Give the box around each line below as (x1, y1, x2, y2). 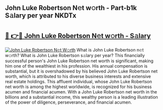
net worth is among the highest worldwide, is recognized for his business (5, 84, 152, 90)
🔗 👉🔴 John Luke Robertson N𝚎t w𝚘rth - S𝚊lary (5, 32, 151, 40)
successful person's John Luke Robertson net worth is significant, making (5, 58, 154, 64)
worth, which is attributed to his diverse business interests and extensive (5, 73, 151, 79)
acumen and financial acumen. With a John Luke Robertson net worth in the (5, 89, 157, 94)
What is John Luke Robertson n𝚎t (76, 47, 144, 53)
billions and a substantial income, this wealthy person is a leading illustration (5, 94, 158, 100)
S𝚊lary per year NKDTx (5, 12, 77, 20)
